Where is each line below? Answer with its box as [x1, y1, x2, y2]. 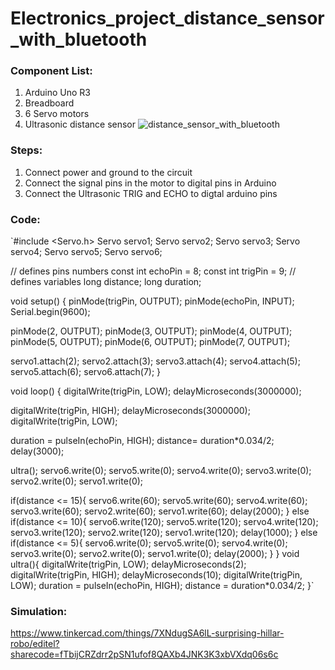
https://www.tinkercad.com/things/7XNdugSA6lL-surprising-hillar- [10, 627, 285, 639]
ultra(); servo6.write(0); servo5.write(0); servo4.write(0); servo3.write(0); [10, 465, 312, 477]
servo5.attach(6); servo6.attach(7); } [10, 366, 162, 378]
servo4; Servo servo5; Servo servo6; [10, 246, 163, 258]
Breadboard [24, 97, 75, 109]
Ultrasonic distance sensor [24, 118, 137, 131]
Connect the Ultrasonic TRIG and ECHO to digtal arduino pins [24, 187, 278, 199]
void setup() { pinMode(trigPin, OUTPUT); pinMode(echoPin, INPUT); [10, 295, 295, 307]
